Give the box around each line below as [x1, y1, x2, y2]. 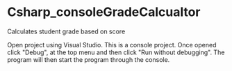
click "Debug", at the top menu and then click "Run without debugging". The [7, 48, 225, 56]
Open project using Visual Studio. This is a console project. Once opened [7, 40, 217, 49]
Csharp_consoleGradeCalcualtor [7, 4, 201, 20]
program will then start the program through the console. [7, 55, 170, 63]
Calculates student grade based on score [7, 27, 126, 35]
